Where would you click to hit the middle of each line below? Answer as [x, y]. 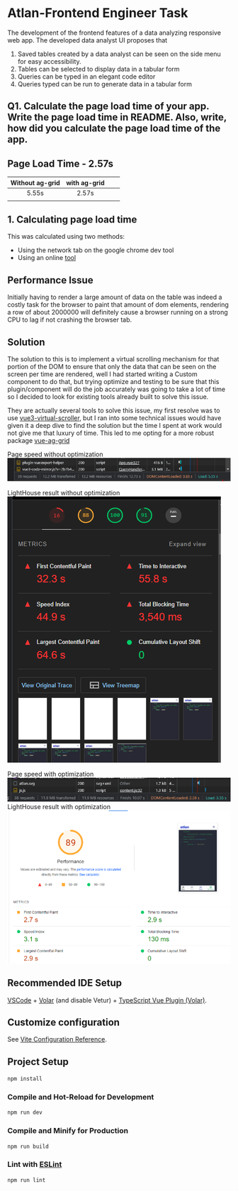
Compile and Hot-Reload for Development [81, 1097]
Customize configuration [64, 1023]
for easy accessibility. [49, 61]
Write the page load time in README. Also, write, [117, 117]
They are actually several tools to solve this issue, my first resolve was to [114, 411]
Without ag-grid [35, 183]
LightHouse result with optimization [59, 807]
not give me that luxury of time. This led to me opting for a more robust [111, 433]
